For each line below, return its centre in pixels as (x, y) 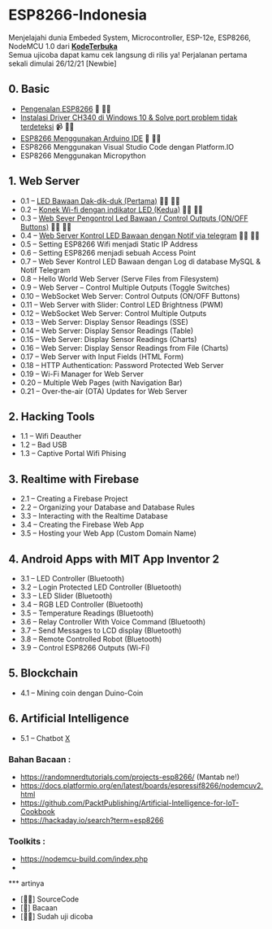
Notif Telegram (45, 269)
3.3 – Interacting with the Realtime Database (94, 516)
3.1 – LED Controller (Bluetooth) (72, 578)
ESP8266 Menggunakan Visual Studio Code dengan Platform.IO (127, 147)
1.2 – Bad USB (43, 445)
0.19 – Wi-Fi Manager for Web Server (82, 374)
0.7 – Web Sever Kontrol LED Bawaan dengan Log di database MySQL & (140, 261)
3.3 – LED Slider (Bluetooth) (66, 596)
